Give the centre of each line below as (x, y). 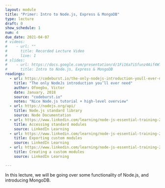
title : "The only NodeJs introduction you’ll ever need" (73, 83)
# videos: (15, 42)
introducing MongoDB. (28, 180)
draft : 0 (14, 23)
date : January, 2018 (35, 92)
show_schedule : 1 (23, 28)
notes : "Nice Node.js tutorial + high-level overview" (71, 102)
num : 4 (12, 33)
